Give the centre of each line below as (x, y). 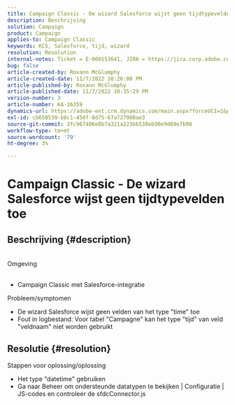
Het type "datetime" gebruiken (62, 378)
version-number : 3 (34, 98)
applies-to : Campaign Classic (51, 40)
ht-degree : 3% (28, 144)
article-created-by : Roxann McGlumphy (64, 72)
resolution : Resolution (42, 53)
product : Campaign (34, 33)
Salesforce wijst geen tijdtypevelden (116, 199)
